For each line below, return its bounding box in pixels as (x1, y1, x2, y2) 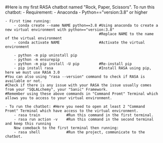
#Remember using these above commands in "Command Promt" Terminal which (5, 91, 159, 96)
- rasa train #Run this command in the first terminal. (14, 113, 154, 118)
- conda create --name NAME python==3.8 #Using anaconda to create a (14, 23, 159, 28)
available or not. (5, 79, 42, 83)
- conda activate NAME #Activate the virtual (14, 40, 145, 45)
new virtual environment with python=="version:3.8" (5, 27, 115, 32)
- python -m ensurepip (14, 57, 60, 62)
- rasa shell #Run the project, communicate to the (14, 130, 145, 135)
